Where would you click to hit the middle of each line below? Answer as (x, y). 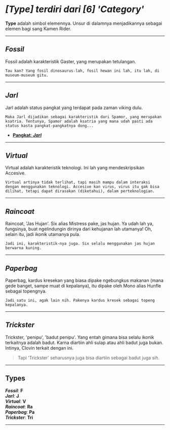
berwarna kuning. (24, 248)
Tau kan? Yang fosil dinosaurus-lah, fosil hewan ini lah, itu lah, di (82, 71)
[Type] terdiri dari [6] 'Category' (75, 9)
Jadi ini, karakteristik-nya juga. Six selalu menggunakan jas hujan (80, 244)
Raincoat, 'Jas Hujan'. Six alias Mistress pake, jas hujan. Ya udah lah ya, (79, 224)
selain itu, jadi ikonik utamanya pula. (43, 234)
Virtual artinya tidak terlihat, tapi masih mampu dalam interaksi (78, 182)
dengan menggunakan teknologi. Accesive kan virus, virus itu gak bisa (82, 187)
